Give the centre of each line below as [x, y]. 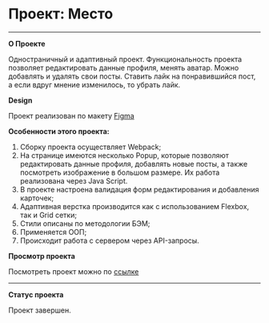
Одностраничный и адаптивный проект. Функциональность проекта [125, 59]
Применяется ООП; [53, 232]
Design [20, 100]
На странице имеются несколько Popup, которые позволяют [124, 155]
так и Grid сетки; [48, 215]
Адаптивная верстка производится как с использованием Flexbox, [134, 206]
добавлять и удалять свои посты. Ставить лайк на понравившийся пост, [132, 76]
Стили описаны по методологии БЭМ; [85, 223]
